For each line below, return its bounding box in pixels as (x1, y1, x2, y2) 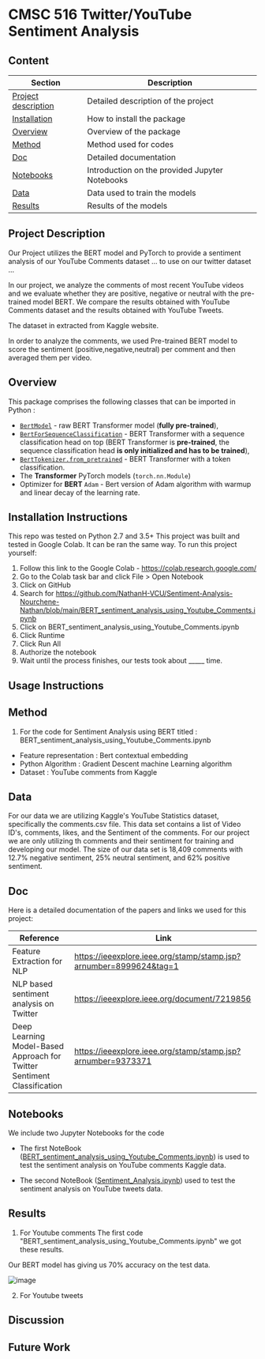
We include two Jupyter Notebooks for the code (8, 1128, 165, 1138)
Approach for (12, 1051, 62, 1062)
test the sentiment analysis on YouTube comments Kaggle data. (19, 1161, 226, 1170)
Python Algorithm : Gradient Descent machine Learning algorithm (19, 759, 233, 768)
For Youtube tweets (19, 1290, 84, 1300)
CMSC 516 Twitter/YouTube (8, 6, 192, 24)
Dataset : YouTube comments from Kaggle (19, 767, 158, 776)
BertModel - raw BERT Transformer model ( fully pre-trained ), (19, 421, 219, 430)
